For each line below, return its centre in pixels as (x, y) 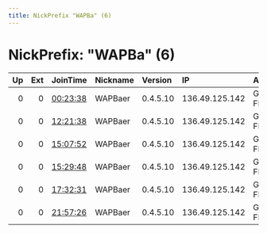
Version (157, 80)
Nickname (114, 80)
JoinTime (69, 80)
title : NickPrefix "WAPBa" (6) (60, 15)
